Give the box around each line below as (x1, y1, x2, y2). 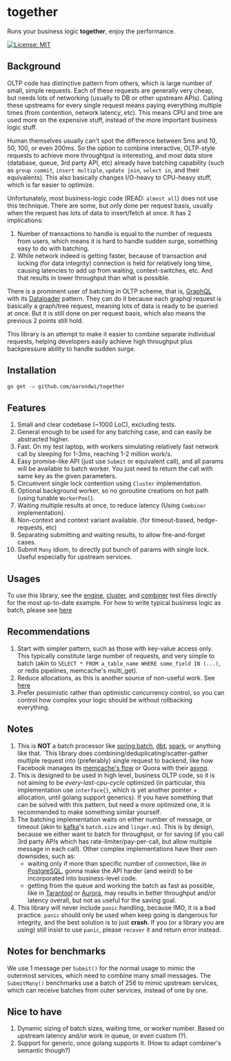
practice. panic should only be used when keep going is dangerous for (17, 911, 218, 919)
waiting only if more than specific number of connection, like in (27, 859, 207, 867)
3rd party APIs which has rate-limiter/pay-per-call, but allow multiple (17, 837, 212, 845)
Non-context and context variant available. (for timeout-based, (17, 516, 196, 525)
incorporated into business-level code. (27, 873, 138, 882)
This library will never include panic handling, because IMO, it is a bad (17, 903, 216, 912)
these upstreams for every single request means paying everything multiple (7, 101, 222, 109)
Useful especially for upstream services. (17, 553, 132, 561)
